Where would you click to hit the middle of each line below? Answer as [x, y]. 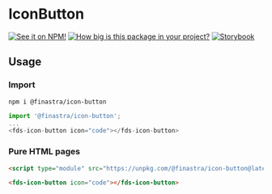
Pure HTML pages [45, 152]
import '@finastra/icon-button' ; [65, 116]
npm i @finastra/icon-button [57, 102]
